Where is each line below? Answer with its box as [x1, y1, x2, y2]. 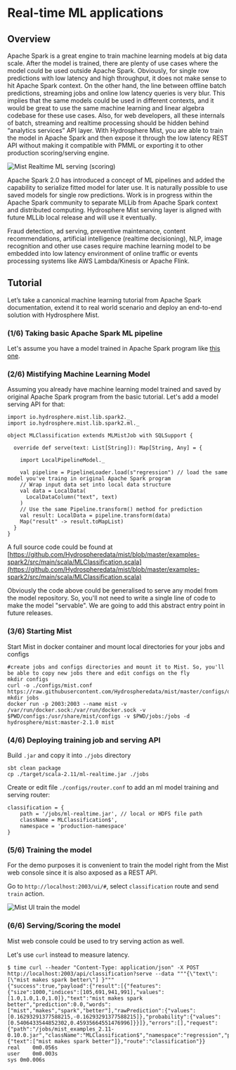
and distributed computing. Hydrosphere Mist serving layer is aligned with [7, 206, 221, 214]
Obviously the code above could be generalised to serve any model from [7, 586, 218, 595]
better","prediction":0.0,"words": [7, 1000, 112, 1008]
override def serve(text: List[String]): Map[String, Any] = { [13, 444, 202, 451]
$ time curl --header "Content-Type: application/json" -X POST [7, 964, 199, 971]
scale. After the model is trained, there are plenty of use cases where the [7, 59, 218, 67]
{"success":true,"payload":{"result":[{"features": [7, 982, 162, 989]
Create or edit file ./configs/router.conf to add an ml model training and [7, 783, 219, 792]
